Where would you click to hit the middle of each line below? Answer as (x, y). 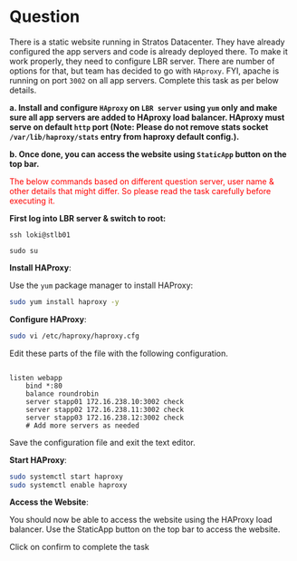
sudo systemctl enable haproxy (68, 485)
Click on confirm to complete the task (79, 547)
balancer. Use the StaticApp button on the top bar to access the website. (145, 529)
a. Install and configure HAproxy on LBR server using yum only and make (144, 107)
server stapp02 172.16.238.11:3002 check (105, 409)
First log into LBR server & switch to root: (87, 218)
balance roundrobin (62, 394)
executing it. (33, 201)
